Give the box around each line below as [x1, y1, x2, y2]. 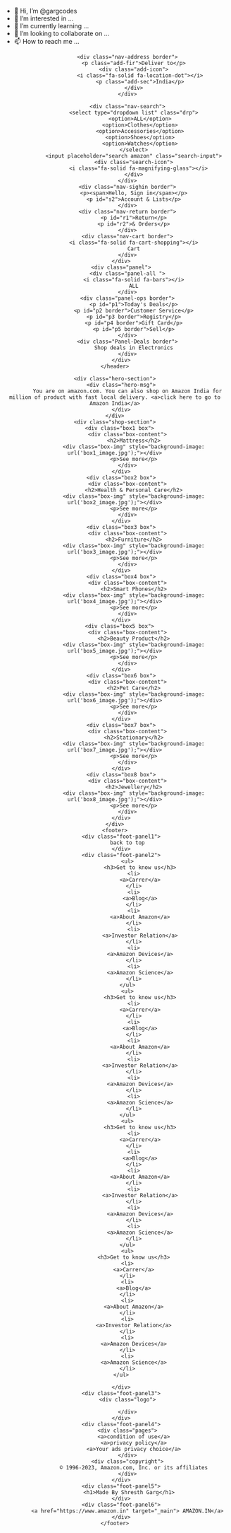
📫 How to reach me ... [13, 37, 80, 45]
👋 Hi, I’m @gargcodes [13, 7, 77, 15]
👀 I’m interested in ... [13, 14, 74, 23]
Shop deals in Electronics [94, 344, 174, 351]
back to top [110, 839, 146, 846]
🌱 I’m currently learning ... [13, 22, 89, 30]
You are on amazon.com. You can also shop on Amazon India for [32, 387, 223, 395]
